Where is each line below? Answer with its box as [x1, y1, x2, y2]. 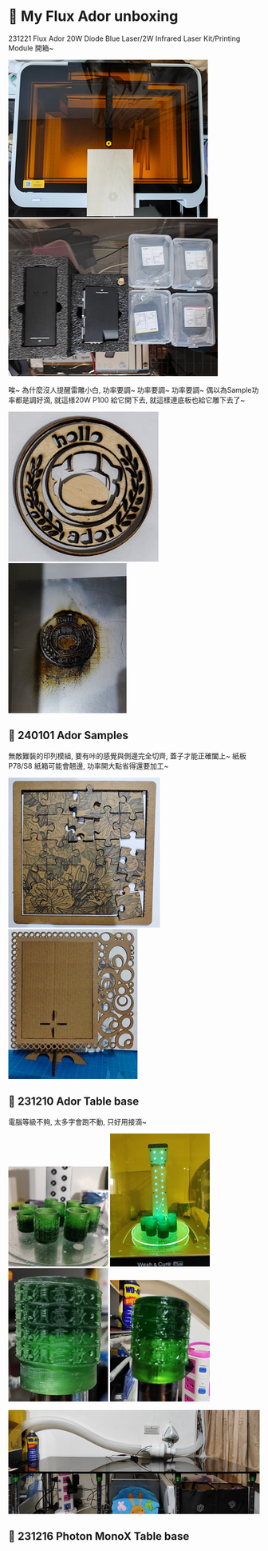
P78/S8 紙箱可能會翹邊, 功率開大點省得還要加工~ [8, 761, 169, 770]
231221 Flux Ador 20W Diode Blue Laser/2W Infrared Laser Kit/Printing [8, 34, 241, 43]
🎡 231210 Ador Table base [8, 1095, 140, 1109]
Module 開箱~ [8, 43, 54, 53]
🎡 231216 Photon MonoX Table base [8, 1529, 190, 1543]
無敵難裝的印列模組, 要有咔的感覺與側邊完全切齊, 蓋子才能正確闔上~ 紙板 [8, 751, 247, 761]
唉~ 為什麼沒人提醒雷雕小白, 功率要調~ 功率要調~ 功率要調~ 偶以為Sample [8, 385, 253, 394]
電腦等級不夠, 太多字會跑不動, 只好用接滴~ [8, 1117, 148, 1126]
